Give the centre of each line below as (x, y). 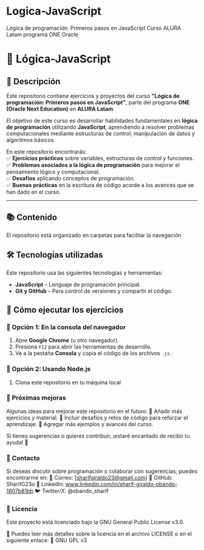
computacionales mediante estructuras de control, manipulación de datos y (101, 133)
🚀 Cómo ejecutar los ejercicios (65, 310)
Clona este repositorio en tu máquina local (68, 382)
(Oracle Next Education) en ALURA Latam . (61, 109)
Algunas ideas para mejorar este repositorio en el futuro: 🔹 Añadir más (94, 411)
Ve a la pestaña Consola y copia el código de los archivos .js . (93, 353)
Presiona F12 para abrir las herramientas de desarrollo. (83, 347)
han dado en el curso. (33, 192)
